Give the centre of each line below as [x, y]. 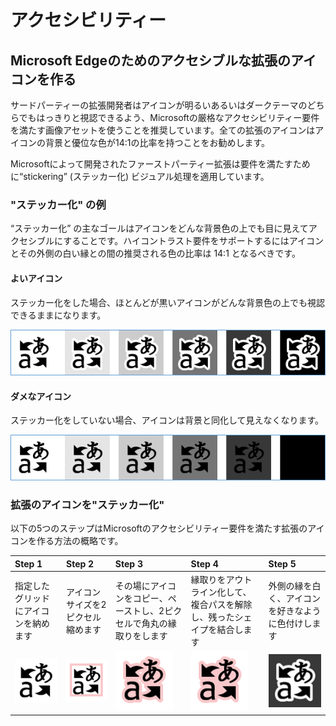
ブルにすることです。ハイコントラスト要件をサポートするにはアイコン [180, 241]
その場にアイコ [145, 585]
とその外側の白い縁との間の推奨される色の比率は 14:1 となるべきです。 [155, 253]
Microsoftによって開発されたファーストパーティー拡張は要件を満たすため [160, 164]
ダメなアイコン [41, 396]
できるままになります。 [58, 315]
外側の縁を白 [295, 585]
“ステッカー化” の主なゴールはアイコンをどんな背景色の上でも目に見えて [159, 228]
